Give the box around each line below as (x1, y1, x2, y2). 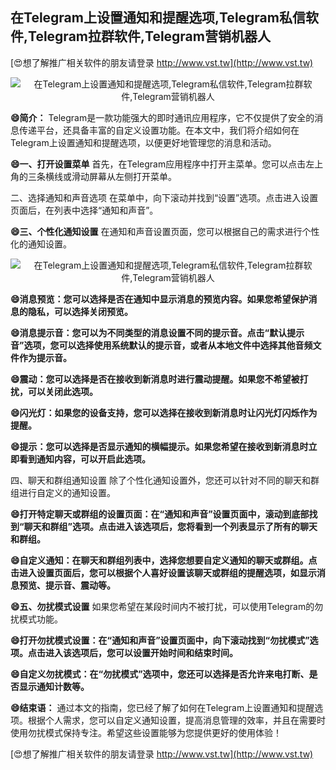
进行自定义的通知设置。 (18, 486, 116, 498)
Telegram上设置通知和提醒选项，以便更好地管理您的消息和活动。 (10, 136, 277, 148)
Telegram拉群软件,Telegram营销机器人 (28, 28, 271, 45)
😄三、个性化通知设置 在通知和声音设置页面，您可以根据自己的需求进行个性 (10, 225, 320, 237)
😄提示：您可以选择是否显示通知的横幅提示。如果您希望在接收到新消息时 (10, 440, 309, 452)
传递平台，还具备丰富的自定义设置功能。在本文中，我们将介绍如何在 (18, 124, 300, 136)
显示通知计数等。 (18, 680, 90, 692)
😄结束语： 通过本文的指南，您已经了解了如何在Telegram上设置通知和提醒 (10, 701, 315, 713)
